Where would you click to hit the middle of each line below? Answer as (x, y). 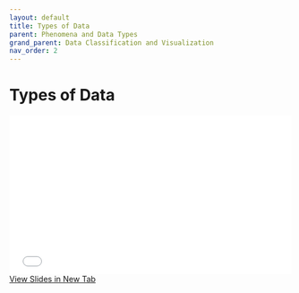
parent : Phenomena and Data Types (74, 34)
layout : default (39, 17)
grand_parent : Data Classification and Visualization (112, 43)
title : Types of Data (50, 26)
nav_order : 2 (34, 51)
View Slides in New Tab (53, 279)
